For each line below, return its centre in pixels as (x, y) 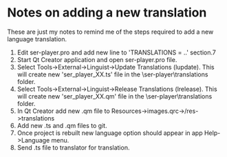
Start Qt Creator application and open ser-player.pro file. (97, 59)
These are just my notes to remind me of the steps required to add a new (110, 32)
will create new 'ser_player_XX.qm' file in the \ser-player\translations (115, 96)
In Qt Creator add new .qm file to (63, 111)
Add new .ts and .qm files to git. (62, 125)
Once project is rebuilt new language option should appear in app (110, 133)
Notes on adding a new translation (107, 13)
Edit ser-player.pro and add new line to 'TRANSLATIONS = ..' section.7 (117, 52)
